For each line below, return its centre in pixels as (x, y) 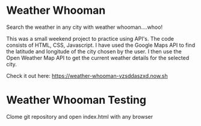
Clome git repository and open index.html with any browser (80, 116)
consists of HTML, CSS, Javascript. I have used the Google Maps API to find (101, 45)
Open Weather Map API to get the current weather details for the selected (98, 58)
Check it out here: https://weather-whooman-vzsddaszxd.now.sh (87, 76)
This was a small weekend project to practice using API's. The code (90, 38)
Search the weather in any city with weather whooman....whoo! (85, 27)
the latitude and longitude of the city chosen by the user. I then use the (94, 51)
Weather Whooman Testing (76, 100)
